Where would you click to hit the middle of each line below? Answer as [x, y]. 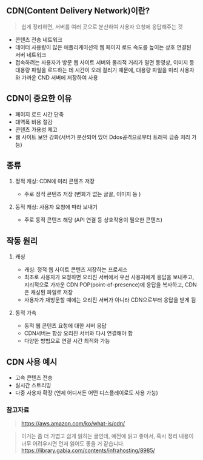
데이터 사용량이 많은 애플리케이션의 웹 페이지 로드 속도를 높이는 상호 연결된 [103, 47]
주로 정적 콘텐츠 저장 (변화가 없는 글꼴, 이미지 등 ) [82, 194]
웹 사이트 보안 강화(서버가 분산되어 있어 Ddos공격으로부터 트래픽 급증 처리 [103, 137]
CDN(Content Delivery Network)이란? [78, 11]
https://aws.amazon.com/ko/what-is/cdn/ [73, 424]
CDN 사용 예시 [32, 362]
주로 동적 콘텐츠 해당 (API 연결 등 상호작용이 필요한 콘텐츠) [93, 220]
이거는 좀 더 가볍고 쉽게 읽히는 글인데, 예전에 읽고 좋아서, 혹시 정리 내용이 [107, 436]
